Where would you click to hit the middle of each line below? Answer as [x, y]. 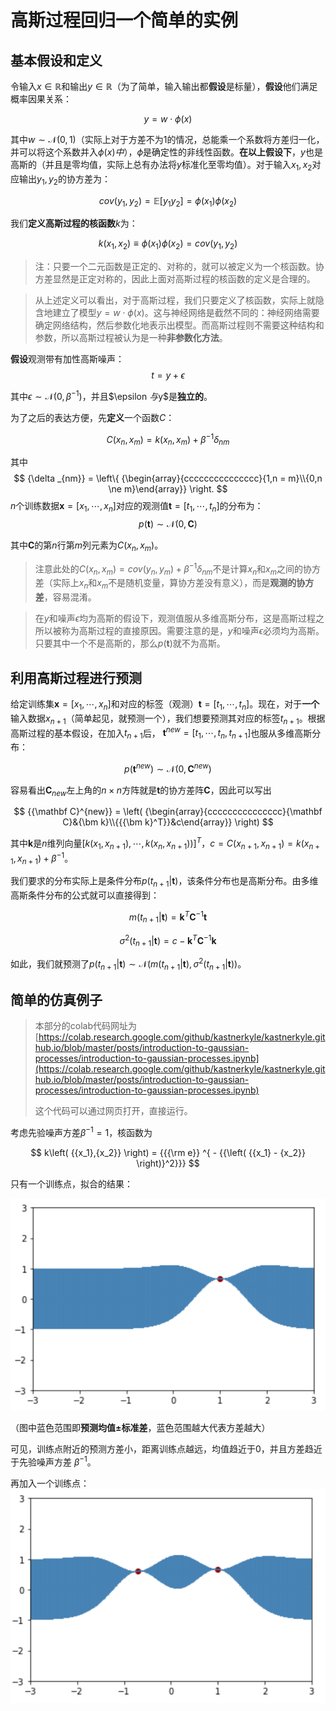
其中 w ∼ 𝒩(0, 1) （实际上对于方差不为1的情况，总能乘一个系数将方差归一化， [167, 139]
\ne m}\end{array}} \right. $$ [168, 489]
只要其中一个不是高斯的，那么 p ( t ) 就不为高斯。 [130, 643]
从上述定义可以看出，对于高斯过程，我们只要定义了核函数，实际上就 [175, 300]
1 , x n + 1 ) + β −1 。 [42, 858]
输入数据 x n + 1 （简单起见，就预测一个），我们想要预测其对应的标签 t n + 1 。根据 [168, 719]
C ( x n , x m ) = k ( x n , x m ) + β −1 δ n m [168, 439]
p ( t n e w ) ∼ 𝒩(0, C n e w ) [168, 768]
